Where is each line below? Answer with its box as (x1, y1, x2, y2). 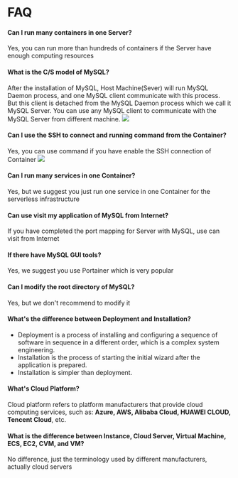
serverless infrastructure (7, 195, 80, 203)
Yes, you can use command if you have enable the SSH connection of (7, 146, 212, 155)
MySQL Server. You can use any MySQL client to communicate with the (7, 106, 217, 114)
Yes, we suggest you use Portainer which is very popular (7, 266, 174, 275)
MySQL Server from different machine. (7, 114, 121, 123)
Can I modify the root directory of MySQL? (7, 283, 135, 291)
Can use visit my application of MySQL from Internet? (7, 211, 169, 219)
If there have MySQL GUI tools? (7, 250, 102, 259)
